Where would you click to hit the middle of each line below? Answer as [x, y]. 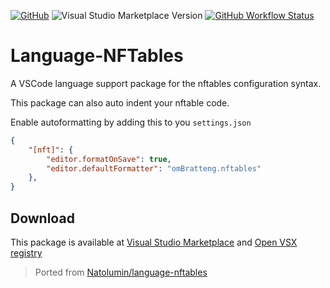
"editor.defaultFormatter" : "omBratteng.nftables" [154, 168]
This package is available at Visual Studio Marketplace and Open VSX [154, 242]
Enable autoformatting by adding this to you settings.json [131, 122]
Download [42, 218]
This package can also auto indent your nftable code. [120, 102]
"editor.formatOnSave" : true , [109, 159]
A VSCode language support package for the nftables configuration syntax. [166, 83]
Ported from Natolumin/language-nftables [121, 272]
